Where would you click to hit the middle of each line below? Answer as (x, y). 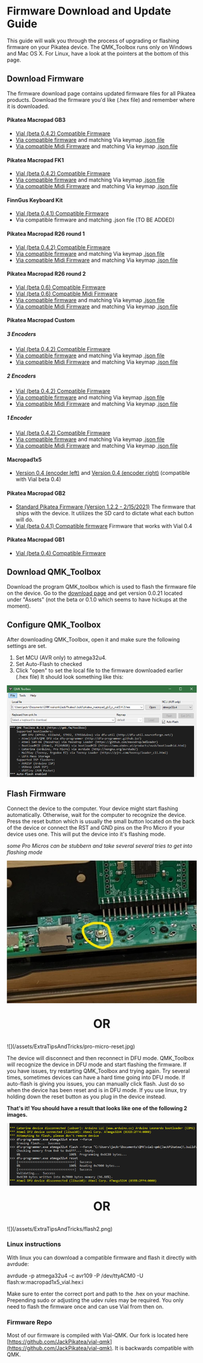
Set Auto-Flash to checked (49, 664)
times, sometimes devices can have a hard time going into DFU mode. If (96, 1077)
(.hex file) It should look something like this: (70, 676)
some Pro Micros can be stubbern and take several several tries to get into (100, 845)
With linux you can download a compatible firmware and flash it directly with (102, 1257)
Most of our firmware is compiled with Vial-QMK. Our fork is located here (98, 1335)
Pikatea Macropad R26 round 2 (46, 274)
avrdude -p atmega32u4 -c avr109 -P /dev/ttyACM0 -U (75, 1276)
